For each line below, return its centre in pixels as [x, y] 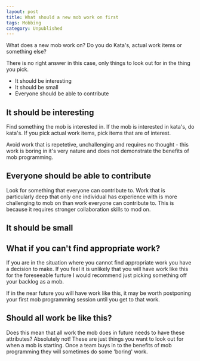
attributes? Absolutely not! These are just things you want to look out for [95, 339]
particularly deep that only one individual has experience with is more [92, 197]
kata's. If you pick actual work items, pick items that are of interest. [89, 133]
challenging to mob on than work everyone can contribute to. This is [90, 203]
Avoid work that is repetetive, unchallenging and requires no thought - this [98, 145]
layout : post [22, 12]
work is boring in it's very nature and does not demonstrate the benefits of [98, 151]
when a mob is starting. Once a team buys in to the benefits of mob [89, 345]
